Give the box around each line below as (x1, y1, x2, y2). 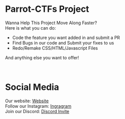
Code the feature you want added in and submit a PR (12, 35, 120, 40)
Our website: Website (5, 98, 49, 104)
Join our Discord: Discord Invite (5, 108, 70, 114)
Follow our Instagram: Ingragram (5, 103, 72, 109)
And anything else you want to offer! (5, 54, 79, 60)
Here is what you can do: (5, 25, 56, 31)
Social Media (5, 81, 59, 93)
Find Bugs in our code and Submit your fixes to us (12, 40, 115, 45)
